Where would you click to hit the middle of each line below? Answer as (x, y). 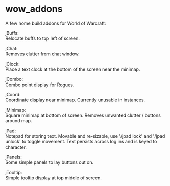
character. (16, 147)
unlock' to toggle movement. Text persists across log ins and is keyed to (81, 141)
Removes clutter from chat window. (43, 54)
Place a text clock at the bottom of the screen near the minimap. (73, 69)
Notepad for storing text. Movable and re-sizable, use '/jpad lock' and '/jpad (85, 136)
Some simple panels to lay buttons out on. (49, 162)
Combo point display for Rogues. (40, 85)
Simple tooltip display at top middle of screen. (54, 178)
